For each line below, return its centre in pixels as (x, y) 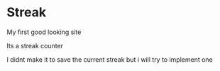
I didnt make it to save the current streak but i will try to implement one (110, 59)
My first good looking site (44, 32)
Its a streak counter (35, 45)
